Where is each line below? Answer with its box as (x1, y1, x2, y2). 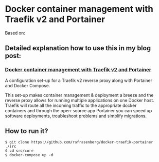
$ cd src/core (5, 148, 34, 153)
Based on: (5, 30, 25, 36)
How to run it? (5, 127, 49, 135)
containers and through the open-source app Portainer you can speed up (5, 107, 152, 113)
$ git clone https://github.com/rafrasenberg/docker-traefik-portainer (5, 140, 153, 145)
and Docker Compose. (5, 82, 50, 88)
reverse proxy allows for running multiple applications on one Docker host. (5, 97, 154, 103)
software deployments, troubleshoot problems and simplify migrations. (5, 113, 147, 119)
